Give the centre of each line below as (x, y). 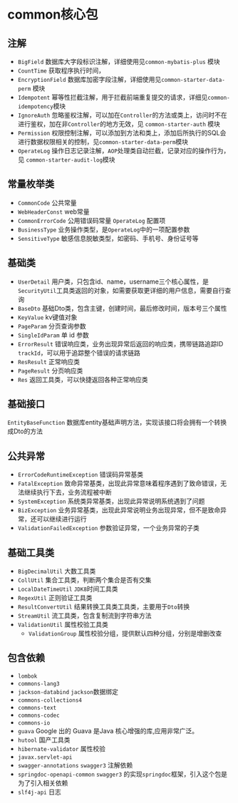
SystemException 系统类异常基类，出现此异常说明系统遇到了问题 (111, 501)
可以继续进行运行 (62, 519)
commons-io (34, 723)
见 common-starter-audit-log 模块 (66, 160)
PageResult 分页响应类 (50, 371)
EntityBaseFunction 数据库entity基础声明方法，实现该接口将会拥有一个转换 (117, 423)
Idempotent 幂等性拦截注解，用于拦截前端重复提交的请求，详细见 (113, 97)
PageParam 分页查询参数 (52, 326)
